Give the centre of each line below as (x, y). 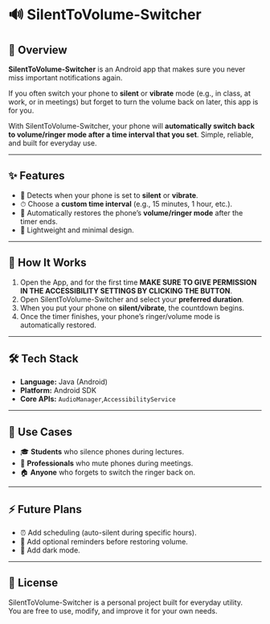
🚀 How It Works (47, 263)
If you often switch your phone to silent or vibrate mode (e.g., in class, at (129, 93)
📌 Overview (38, 49)
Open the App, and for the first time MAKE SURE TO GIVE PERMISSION (138, 282)
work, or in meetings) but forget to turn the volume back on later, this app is (133, 102)
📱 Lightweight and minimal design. (77, 230)
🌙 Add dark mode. (50, 550)
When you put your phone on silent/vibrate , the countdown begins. (132, 308)
